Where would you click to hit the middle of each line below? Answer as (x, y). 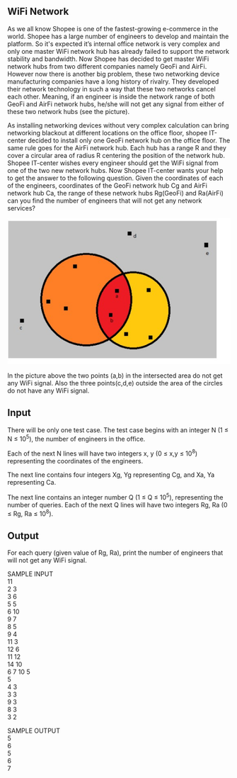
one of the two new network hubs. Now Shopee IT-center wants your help (115, 170)
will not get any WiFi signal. (47, 560)
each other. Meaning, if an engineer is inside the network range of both (111, 96)
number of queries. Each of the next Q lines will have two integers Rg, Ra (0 (117, 504)
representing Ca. (32, 483)
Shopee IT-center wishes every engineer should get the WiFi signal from (113, 163)
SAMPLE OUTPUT (34, 731)
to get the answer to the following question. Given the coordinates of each (116, 178)
